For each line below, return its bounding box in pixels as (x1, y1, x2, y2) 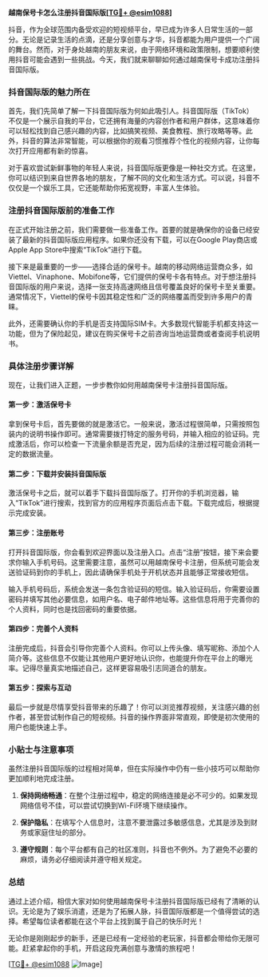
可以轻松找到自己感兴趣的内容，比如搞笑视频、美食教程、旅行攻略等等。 (8, 126, 246, 136)
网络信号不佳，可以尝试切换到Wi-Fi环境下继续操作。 (19, 800, 192, 810)
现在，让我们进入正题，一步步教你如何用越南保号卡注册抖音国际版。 (8, 379, 232, 390)
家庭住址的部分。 (33, 828, 90, 837)
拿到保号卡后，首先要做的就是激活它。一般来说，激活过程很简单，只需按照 (8, 419, 253, 429)
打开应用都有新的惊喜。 (14, 146, 93, 156)
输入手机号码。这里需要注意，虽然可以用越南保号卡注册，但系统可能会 (22, 557, 253, 566)
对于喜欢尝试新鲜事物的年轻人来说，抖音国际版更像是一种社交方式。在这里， (8, 163, 260, 173)
